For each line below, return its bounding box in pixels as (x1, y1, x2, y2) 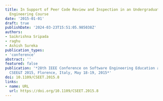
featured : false (5, 61, 38, 66)
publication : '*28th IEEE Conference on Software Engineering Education (5, 66, 155, 71)
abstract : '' (5, 57, 32, 62)
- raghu (5, 39, 21, 44)
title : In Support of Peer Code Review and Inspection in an (5, 7, 131, 12)
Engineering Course (9, 12, 49, 17)
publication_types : (5, 48, 45, 52)
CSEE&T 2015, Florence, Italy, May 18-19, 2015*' (9, 70, 112, 75)
